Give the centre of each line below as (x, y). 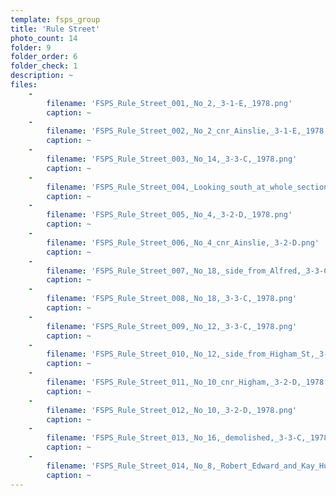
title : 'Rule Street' (55, 29)
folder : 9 (31, 47)
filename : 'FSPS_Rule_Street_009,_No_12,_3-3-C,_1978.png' (172, 326)
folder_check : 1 (44, 66)
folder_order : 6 (44, 57)
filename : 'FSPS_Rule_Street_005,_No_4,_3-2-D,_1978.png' (169, 215)
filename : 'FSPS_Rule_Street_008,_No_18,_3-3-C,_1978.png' (172, 299)
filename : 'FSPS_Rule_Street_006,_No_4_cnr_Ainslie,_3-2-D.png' (183, 242)
